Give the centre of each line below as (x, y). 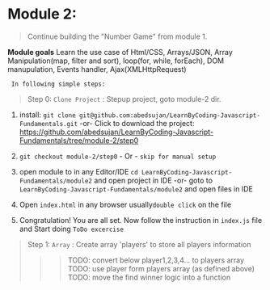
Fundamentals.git (49, 124)
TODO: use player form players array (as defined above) (161, 268)
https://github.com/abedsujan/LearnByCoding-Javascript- (116, 132)
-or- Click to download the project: (137, 123)
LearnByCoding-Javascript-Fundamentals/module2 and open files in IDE (136, 189)
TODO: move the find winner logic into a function (149, 277)
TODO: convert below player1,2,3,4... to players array (156, 260)
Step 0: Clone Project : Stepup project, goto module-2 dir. (124, 99)
